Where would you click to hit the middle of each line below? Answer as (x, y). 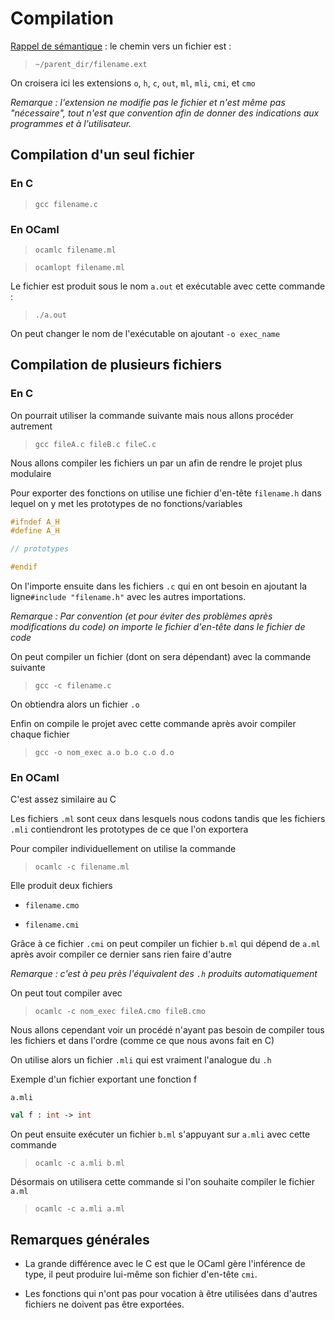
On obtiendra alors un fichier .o (75, 704)
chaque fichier (40, 734)
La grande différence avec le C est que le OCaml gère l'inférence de (165, 1264)
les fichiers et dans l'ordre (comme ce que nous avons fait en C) (142, 1041)
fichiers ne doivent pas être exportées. (104, 1304)
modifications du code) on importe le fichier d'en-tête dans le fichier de (158, 627)
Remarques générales (80, 1239)
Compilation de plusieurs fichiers (116, 365)
